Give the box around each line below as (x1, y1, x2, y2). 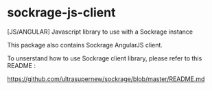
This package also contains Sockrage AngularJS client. (7, 41, 163, 49)
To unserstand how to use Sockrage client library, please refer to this (7, 54, 202, 63)
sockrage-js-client (7, 5, 116, 21)
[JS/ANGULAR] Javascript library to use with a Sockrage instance (7, 27, 193, 36)
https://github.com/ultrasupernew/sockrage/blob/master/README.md (7, 74, 205, 83)
